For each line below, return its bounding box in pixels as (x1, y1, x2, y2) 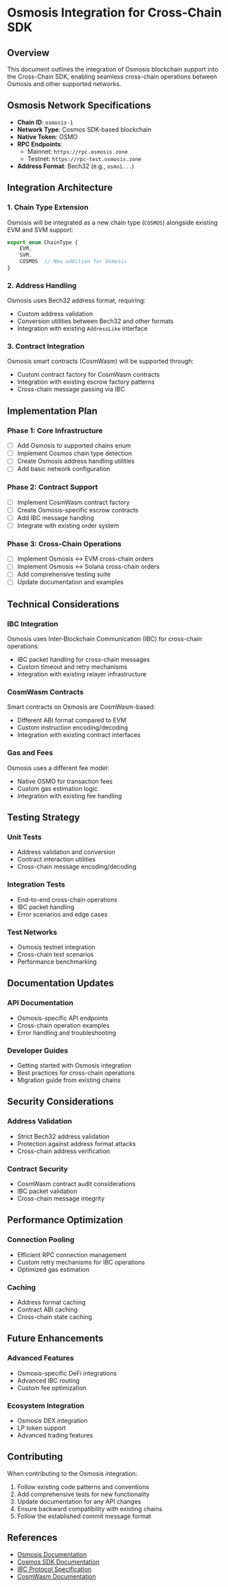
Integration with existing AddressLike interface (16, 324, 148, 333)
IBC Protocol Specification (16, 1565, 92, 1573)
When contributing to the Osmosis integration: (7, 1469, 138, 1477)
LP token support (16, 1424, 67, 1432)
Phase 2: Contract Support (7, 482, 98, 492)
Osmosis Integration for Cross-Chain (7, 5, 222, 21)
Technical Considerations (7, 598, 119, 610)
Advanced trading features (16, 1431, 93, 1439)
